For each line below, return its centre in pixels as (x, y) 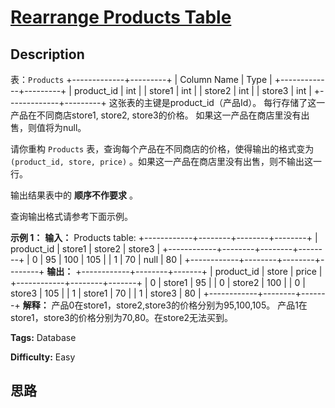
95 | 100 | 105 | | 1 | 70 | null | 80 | (114, 259)
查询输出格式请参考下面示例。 (71, 216)
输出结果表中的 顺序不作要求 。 (74, 195)
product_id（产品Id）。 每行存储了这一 (247, 102)
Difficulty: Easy (43, 357)
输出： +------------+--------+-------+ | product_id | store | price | (184, 271)
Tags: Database (43, 337)
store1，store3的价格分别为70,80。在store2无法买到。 (122, 317)
